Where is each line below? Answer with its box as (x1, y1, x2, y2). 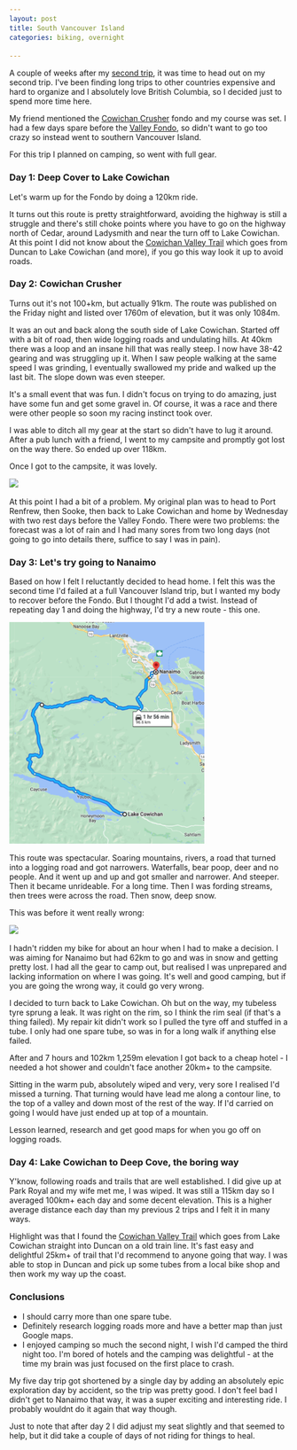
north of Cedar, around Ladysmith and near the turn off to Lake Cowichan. (9, 227, 280, 238)
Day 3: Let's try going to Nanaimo (9, 556, 157, 568)
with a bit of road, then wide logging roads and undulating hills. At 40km (9, 333, 273, 345)
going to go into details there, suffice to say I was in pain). (9, 534, 221, 544)
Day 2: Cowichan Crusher (9, 277, 122, 290)
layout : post (9, 14, 58, 23)
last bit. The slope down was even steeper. (9, 371, 166, 382)
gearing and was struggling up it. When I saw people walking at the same (9, 353, 277, 363)
